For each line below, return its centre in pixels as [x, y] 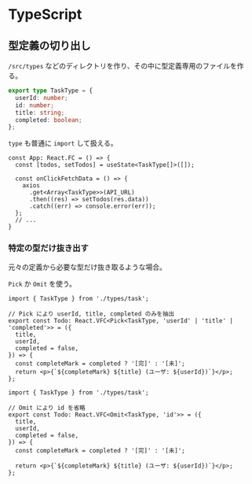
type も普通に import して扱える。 [63, 143]
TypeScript [45, 15]
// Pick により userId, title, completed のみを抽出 [91, 314]
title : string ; [40, 113]
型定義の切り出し [49, 45]
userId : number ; [42, 98]
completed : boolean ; [49, 120]
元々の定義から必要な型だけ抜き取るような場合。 [87, 267]
